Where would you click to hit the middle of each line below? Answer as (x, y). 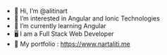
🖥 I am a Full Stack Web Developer (64, 34)
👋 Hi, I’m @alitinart (41, 11)
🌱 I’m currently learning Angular (60, 26)
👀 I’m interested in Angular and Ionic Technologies (87, 18)
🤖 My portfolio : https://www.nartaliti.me (72, 44)
